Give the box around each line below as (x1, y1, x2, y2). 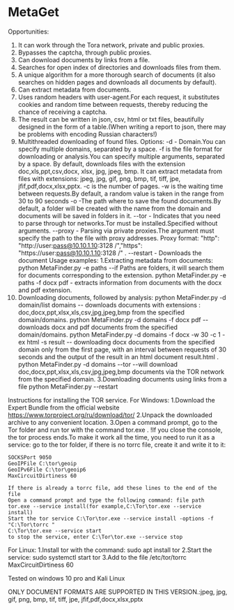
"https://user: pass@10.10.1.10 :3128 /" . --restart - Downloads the (17, 249, 202, 257)
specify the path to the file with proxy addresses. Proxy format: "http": (17, 233, 220, 242)
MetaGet (8, 4, 60, 20)
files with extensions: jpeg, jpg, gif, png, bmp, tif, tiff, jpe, (17, 174, 181, 182)
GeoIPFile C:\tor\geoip (8, 460, 77, 467)
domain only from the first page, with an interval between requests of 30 (17, 345, 227, 354)
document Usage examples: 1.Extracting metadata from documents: (17, 256, 213, 264)
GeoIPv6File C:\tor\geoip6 (8, 466, 86, 473)
